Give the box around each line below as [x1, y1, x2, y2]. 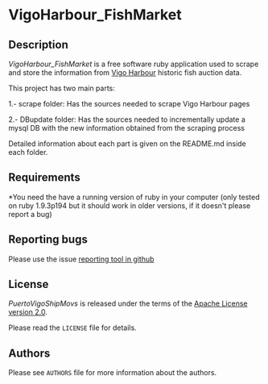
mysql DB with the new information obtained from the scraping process [8, 123, 245, 132]
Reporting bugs [8, 232, 89, 247]
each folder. [8, 148, 48, 157]
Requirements [8, 171, 80, 185]
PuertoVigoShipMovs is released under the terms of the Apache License [8, 298, 248, 308]
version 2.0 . [8, 307, 48, 317]
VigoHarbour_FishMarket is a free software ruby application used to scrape [8, 59, 259, 69]
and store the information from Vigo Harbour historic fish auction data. [8, 68, 242, 77]
